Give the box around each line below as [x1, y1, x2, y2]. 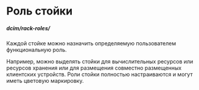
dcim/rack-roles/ [6, 24, 51, 31]
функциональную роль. [6, 47, 67, 54]
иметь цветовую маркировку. [6, 77, 84, 85]
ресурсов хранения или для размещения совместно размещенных [6, 65, 182, 72]
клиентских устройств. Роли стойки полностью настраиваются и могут [6, 71, 193, 78]
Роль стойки [6, 4, 73, 18]
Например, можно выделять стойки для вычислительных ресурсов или [6, 58, 194, 65]
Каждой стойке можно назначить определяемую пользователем [6, 40, 176, 47]
